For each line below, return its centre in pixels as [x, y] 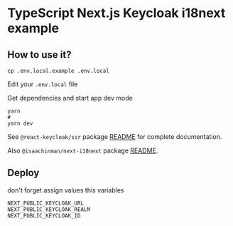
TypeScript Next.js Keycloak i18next [116, 13]
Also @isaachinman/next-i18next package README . [83, 150]
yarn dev [20, 123]
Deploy [23, 173]
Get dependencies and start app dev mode [70, 98]
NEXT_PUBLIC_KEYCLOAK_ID [44, 215]
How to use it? [39, 55]
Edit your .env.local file [43, 84]
